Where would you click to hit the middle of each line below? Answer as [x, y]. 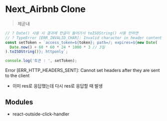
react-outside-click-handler [41, 114]
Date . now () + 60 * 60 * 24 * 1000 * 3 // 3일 [57, 47]
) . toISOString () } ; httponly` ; [37, 52]
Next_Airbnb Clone [45, 9]
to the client [17, 75]
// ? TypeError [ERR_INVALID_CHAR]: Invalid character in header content [84, 38]
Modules [19, 102]
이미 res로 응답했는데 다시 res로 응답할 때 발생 [57, 86]
